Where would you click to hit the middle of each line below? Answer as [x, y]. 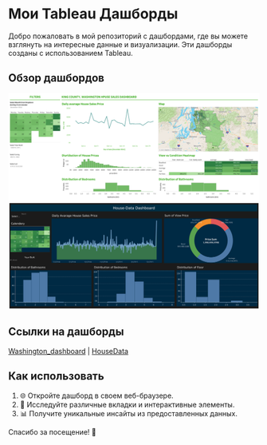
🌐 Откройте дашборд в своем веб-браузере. [96, 395]
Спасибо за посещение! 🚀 [53, 431]
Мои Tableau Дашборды [93, 14]
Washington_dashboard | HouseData [69, 351]
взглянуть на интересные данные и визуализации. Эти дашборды [120, 44]
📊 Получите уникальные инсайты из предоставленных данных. [128, 413]
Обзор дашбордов [57, 78]
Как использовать [57, 376]
